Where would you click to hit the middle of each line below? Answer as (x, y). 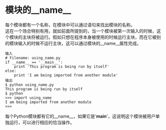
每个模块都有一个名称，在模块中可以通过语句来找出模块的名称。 (70, 25)
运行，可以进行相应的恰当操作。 (42, 122)
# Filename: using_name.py (33, 58)
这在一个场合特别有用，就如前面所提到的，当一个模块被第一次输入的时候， (81, 31)
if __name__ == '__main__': (34, 62)
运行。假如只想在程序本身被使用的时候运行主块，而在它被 (98, 37)
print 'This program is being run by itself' (62, 66)
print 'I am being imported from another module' (66, 75)
